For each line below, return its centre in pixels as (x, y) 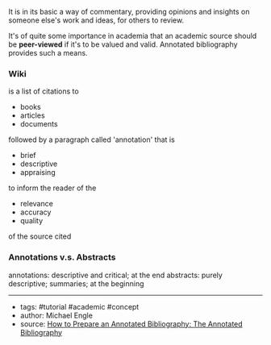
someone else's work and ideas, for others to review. (96, 20)
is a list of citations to (44, 91)
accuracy (35, 212)
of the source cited (40, 236)
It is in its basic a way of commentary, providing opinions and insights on (129, 12)
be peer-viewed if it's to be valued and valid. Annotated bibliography (123, 44)
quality (31, 221)
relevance (37, 204)
